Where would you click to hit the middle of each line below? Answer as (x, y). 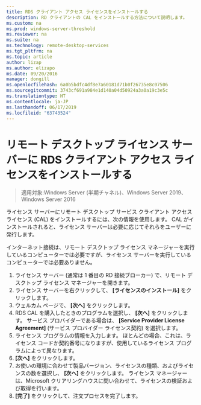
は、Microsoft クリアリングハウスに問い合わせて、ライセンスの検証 (98, 381)
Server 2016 (61, 199)
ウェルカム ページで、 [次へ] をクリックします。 (74, 305)
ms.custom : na (24, 23)
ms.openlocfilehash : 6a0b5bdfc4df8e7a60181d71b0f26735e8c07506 (87, 85)
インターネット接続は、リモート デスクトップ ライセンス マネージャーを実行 (100, 247)
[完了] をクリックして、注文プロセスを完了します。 (78, 396)
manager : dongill (28, 79)
